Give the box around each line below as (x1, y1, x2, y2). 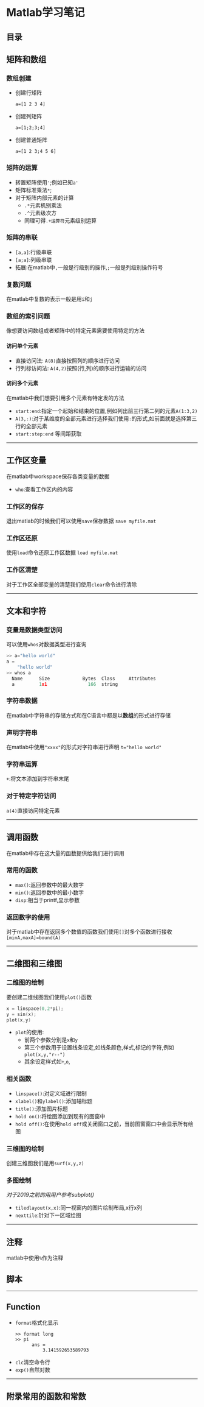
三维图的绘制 (6, 1144, 44, 1153)
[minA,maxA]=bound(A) (6, 935, 61, 941)
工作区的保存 (6, 502, 44, 510)
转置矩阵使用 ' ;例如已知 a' (15, 178, 79, 186)
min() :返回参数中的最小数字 (15, 889, 84, 896)
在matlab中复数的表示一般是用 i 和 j (6, 295, 93, 303)
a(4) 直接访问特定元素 (6, 806, 60, 814)
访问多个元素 (6, 379, 38, 387)
